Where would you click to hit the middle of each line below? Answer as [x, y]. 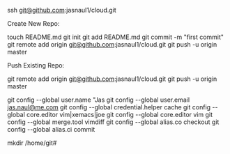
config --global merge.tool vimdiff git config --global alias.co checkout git [113, 122]
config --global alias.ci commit [51, 129]
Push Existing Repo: [36, 65]
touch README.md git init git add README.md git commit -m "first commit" [116, 37]
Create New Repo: [33, 23]
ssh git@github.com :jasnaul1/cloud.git [62, 10]
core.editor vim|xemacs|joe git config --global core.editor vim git [120, 115]
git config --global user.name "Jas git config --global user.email [99, 100]
